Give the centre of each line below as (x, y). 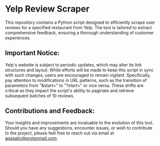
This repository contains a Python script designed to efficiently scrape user (80, 22)
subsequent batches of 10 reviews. (40, 96)
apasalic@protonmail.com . (31, 138)
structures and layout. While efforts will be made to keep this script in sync (79, 70)
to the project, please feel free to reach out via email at (60, 133)
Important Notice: (32, 53)
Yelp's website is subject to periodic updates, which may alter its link (73, 65)
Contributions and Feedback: (50, 111)
